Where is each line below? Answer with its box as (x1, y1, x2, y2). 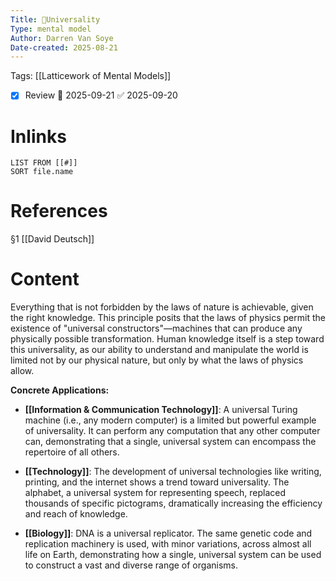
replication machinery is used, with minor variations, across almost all (24, 538, 312, 550)
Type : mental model (10, 24, 92, 34)
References (10, 200, 108, 223)
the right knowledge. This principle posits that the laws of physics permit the (10, 312, 326, 324)
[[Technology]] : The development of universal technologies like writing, (24, 466, 322, 478)
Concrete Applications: (10, 384, 110, 396)
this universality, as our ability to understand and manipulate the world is (10, 344, 309, 356)
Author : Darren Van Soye (10, 33, 114, 43)
